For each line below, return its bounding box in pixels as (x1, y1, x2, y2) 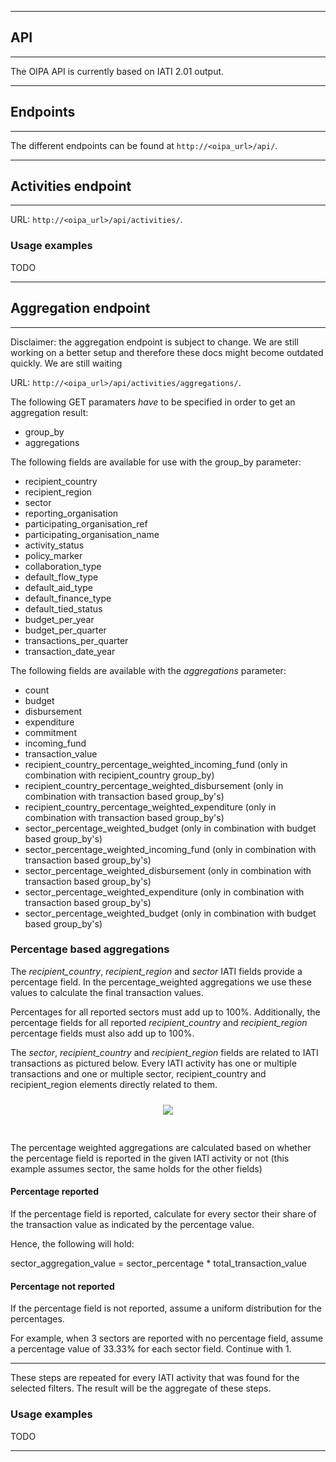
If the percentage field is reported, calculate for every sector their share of (10, 1208, 317, 1220)
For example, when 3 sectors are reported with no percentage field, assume (10, 1332, 324, 1345)
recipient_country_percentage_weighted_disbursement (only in (24, 779, 284, 791)
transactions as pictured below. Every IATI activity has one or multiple (10, 1057, 297, 1069)
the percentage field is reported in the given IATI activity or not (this (10, 1152, 290, 1164)
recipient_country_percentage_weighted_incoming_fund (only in (24, 758, 288, 770)
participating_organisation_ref (24, 517, 148, 530)
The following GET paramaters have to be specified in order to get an (10, 396, 296, 408)
